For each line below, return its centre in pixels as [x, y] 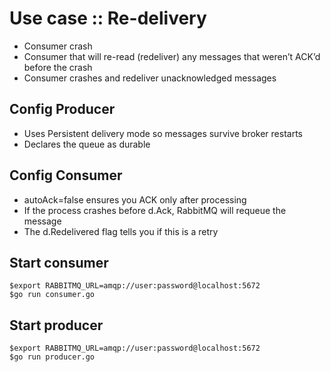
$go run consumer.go [52, 295]
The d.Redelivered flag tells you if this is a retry [121, 231]
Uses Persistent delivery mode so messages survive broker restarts [163, 133]
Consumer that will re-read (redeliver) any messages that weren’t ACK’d [172, 56]
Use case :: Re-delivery [108, 18]
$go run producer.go [52, 357]
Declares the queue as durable [87, 144]
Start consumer [59, 262]
